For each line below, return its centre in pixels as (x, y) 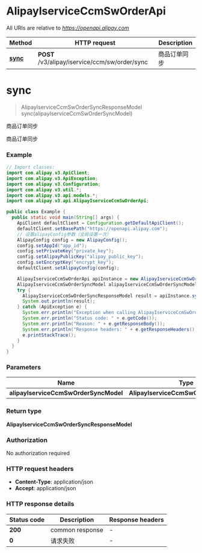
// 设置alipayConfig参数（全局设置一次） (64, 234)
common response (77, 529)
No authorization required (38, 453)
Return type (24, 411)
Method (21, 42)
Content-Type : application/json (54, 482)
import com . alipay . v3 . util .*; (44, 190)
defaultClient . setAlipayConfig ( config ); (68, 268)
